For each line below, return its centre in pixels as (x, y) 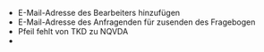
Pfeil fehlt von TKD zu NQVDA (73, 31)
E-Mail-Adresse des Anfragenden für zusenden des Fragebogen (136, 22)
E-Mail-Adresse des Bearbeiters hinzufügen (99, 13)
